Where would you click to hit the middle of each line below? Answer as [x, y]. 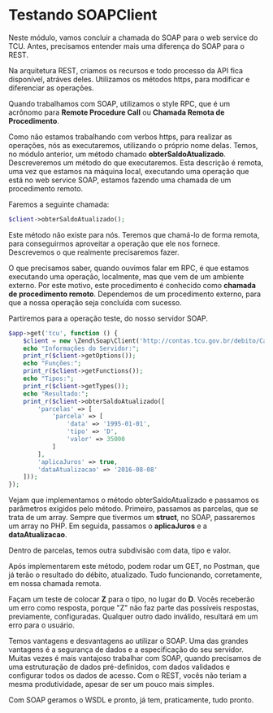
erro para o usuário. [42, 625]
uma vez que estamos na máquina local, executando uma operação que [129, 171]
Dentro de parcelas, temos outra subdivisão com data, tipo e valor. [120, 550]
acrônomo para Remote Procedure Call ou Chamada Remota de [117, 112]
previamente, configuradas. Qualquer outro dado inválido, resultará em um [133, 617]
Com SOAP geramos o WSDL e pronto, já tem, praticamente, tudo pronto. [131, 700]
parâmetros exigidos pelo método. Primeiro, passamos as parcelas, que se [133, 509]
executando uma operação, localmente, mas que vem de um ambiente [126, 276]
